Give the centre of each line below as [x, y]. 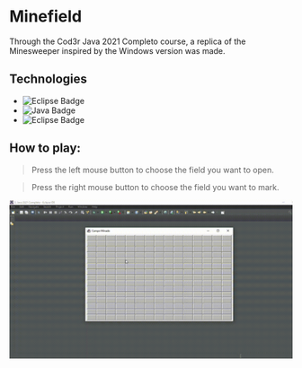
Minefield [46, 17]
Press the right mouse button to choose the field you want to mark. [155, 187]
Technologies [49, 79]
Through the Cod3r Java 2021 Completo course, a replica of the [128, 41]
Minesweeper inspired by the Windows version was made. [118, 50]
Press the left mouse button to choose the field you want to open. [152, 170]
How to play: [45, 149]
